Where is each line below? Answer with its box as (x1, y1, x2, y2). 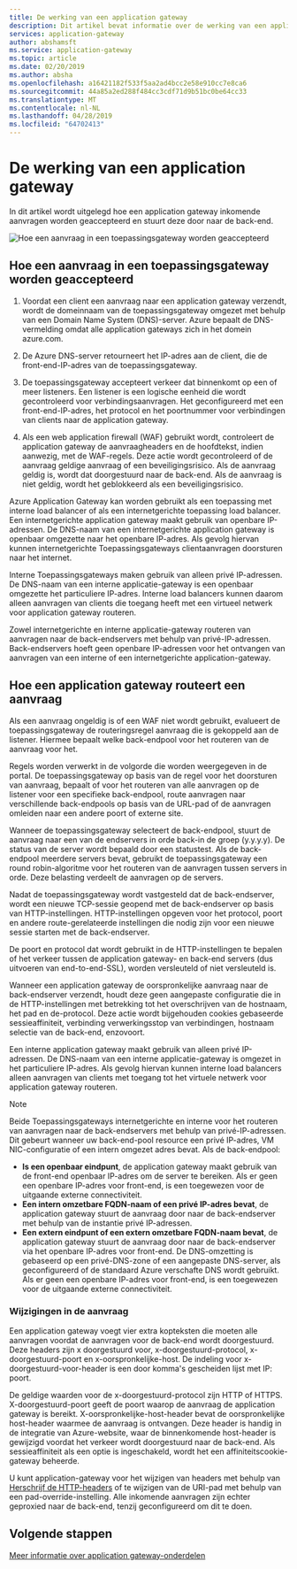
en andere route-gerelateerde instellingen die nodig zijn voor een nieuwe (9, 917, 275, 927)
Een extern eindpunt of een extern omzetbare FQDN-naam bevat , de (21, 1227, 278, 1237)
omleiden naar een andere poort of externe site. (9, 807, 184, 819)
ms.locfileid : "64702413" (9, 120, 104, 129)
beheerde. (42, 1455, 80, 1465)
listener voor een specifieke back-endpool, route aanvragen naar (9, 788, 246, 799)
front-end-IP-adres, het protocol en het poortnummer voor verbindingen (21, 404, 286, 416)
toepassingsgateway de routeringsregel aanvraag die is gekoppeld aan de (9, 725, 279, 735)
